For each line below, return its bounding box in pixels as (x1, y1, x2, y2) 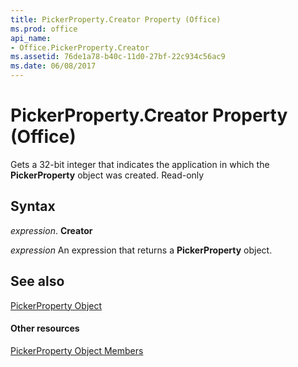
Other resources (10, 322, 80, 335)
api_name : (10, 33, 52, 43)
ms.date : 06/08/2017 (10, 61, 97, 71)
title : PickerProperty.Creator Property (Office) (10, 14, 222, 25)
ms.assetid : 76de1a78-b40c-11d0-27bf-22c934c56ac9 (10, 52, 226, 62)
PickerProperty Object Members (10, 344, 144, 356)
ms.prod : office (10, 24, 78, 34)
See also (10, 273, 65, 290)
